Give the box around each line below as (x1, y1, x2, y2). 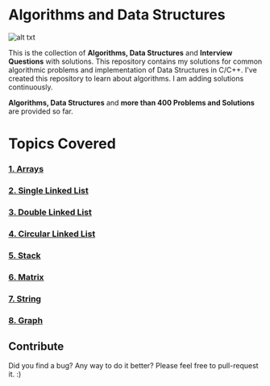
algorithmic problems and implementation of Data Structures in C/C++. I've (8, 64, 258, 74)
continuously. (8, 82, 53, 92)
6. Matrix (8, 272, 44, 283)
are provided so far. (8, 106, 74, 116)
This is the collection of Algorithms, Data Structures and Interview (8, 48, 233, 57)
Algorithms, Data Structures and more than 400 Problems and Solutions (8, 98, 255, 107)
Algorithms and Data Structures (8, 6, 226, 24)
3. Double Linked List (8, 206, 93, 218)
